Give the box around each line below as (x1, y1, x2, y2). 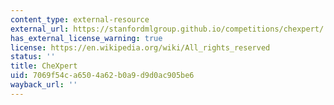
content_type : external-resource (10, 14, 150, 25)
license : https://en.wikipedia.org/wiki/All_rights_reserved (10, 42, 271, 53)
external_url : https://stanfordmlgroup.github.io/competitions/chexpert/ (10, 24, 325, 34)
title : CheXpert (10, 61, 78, 71)
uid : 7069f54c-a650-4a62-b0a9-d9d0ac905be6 (10, 71, 195, 81)
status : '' (10, 52, 56, 62)
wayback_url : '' (10, 80, 78, 90)
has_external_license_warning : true (10, 33, 163, 43)
